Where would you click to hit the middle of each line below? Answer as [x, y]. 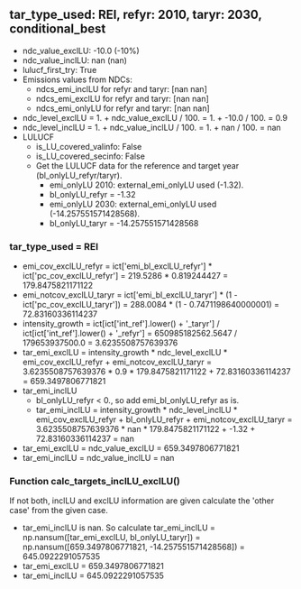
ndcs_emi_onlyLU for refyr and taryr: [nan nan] [123, 108]
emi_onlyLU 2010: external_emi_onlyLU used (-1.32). [146, 185]
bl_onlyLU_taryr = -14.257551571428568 [124, 223]
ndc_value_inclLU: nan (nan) [75, 60]
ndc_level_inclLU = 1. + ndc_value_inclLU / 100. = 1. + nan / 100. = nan [151, 127]
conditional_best [58, 29]
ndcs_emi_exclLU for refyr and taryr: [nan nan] [122, 98]
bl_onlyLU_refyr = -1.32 [92, 194]
